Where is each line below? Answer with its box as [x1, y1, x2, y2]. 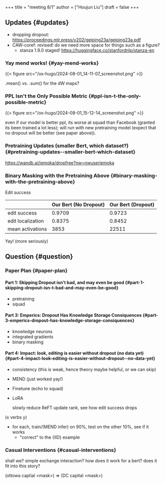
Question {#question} [5, 253, 74, 261]
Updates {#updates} [5, 18, 69, 27]
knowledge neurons [12, 328, 53, 334]
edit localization [7, 218, 44, 224]
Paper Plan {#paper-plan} [5, 267, 68, 274]
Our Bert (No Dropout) [51, 201, 105, 208]
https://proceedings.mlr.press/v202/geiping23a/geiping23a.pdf [12, 37, 141, 42]
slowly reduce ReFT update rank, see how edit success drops [12, 405, 137, 410]
